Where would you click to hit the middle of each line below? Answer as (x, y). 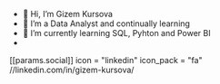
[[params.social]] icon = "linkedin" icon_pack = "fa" (106, 60)
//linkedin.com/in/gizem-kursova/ (72, 70)
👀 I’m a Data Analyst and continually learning (106, 23)
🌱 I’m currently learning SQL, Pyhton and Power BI (116, 33)
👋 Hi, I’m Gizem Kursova (68, 14)
